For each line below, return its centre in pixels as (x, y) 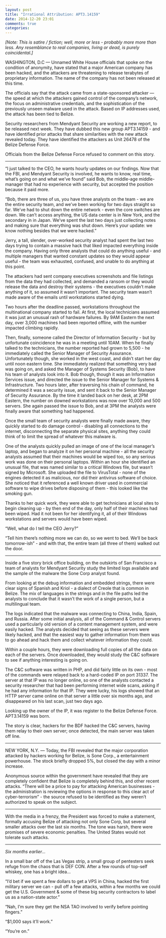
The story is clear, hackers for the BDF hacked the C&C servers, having (78, 726)
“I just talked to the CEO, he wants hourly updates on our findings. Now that (82, 168)
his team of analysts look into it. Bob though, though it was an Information (80, 374)
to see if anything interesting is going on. (47, 660)
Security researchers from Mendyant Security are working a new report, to (81, 124)
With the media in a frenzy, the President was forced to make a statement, (81, 816)
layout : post (19, 10)
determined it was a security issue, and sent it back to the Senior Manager (81, 390)
